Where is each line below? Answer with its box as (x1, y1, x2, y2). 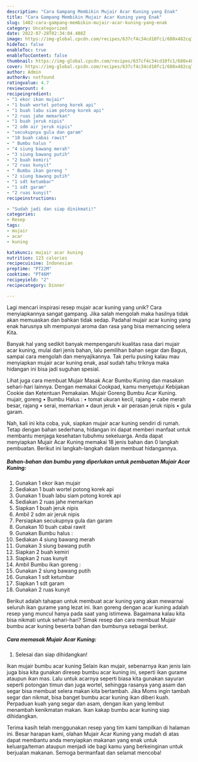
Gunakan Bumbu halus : (15, 529, 73, 537)
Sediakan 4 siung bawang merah (15, 535, 95, 543)
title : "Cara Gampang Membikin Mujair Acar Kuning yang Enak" (6, 14, 162, 20)
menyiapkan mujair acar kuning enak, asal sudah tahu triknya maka (6, 359, 169, 366)
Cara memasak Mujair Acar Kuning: (6, 636, 96, 643)
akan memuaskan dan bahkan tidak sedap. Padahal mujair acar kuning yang (6, 316, 191, 323)
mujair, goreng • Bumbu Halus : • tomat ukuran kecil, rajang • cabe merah (6, 395, 186, 403)
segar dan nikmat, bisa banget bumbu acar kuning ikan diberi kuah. (6, 694, 170, 701)
